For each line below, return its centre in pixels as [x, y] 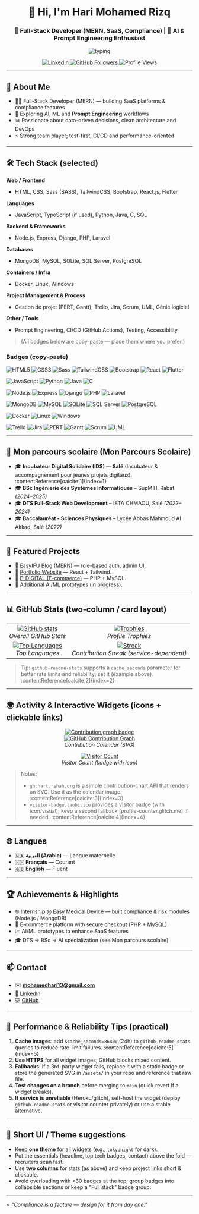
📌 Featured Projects [43, 551]
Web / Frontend [26, 180]
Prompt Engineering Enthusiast [99, 38]
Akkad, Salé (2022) [38, 527]
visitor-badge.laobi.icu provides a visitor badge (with [97, 804]
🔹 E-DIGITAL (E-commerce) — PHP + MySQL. [70, 578]
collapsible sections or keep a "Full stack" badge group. [83, 1187]
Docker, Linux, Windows [44, 284]
